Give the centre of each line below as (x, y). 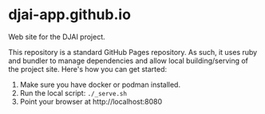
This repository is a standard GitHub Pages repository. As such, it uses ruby (133, 52)
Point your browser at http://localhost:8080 (91, 101)
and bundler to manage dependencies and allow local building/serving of (129, 61)
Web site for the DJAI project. (57, 37)
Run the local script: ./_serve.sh (73, 92)
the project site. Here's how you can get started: (88, 69)
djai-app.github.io (70, 15)
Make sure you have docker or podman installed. (100, 85)
